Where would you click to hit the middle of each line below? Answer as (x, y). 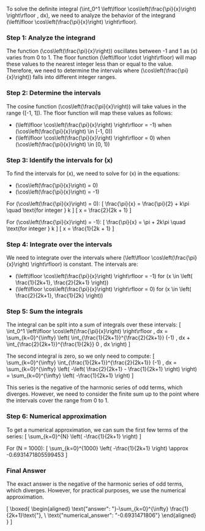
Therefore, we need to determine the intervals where (73, 70)
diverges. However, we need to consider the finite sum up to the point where (103, 394)
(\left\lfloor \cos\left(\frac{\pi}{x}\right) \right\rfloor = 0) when (93, 138)
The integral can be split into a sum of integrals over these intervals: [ (94, 325)
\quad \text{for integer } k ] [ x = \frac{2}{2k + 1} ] (69, 210)
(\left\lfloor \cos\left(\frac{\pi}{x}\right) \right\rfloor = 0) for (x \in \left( (103, 289)
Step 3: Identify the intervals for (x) (60, 160)
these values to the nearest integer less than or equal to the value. (90, 64)
